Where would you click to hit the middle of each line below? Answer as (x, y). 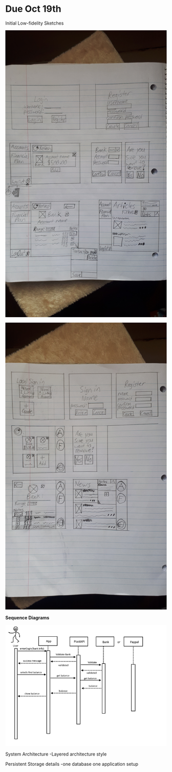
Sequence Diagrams (27, 617)
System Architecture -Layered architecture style (56, 754)
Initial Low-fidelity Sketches (35, 23)
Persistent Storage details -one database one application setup (72, 764)
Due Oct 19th (33, 9)
